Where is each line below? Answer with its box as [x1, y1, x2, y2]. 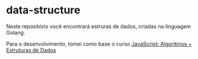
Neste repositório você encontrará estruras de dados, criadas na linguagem [6, 23, 191, 30]
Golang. [6, 29, 25, 36]
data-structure [6, 4, 81, 17]
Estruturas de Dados [6, 46, 56, 53]
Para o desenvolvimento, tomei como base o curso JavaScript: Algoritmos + [6, 40, 192, 47]
